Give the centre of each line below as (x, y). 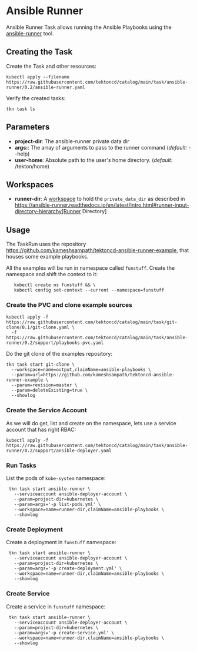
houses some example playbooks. (47, 257)
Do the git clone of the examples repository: (59, 354)
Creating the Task (39, 52)
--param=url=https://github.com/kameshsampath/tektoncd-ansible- (93, 375)
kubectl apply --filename (38, 77)
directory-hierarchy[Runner (48, 211)
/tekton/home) (32, 166)
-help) (22, 154)
